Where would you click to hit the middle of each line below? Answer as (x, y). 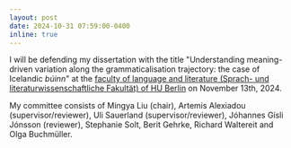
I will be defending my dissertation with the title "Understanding (127, 60)
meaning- (265, 60)
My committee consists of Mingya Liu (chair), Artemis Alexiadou (128, 106)
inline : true (34, 34)
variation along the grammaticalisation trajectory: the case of (147, 69)
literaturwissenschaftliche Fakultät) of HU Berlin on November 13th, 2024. (146, 88)
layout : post (34, 17)
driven (21, 69)
